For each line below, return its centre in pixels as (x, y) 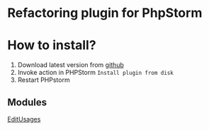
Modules (27, 102)
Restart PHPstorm (44, 80)
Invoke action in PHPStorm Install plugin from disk (95, 73)
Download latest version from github (70, 65)
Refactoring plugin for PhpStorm (105, 13)
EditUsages (24, 119)
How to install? (52, 46)
